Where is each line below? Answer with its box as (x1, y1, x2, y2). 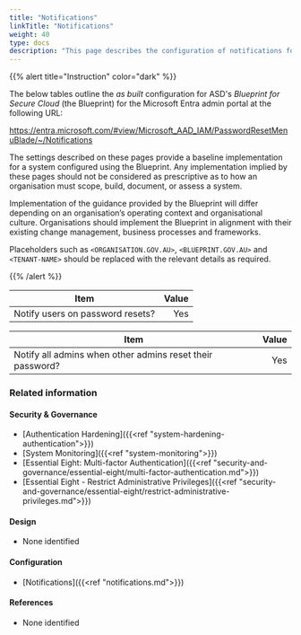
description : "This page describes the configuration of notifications (9, 47, 282, 56)
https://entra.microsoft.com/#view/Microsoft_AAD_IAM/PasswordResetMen (9, 125, 288, 136)
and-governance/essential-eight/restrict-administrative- (21, 486, 230, 497)
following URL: (9, 108, 64, 119)
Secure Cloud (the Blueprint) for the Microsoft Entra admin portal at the (9, 98, 271, 109)
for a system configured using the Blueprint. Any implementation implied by (9, 162, 288, 172)
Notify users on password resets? (13, 307, 155, 320)
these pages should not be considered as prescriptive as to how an (9, 172, 258, 182)
